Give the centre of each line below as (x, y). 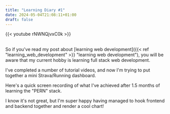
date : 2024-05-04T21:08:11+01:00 (41, 15)
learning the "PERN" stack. (34, 91)
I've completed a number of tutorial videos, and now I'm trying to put (78, 70)
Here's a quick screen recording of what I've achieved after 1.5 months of (83, 85)
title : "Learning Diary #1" (35, 10)
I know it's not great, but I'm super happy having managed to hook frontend (85, 101)
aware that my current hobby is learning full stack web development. (78, 60)
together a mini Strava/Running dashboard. (51, 76)
